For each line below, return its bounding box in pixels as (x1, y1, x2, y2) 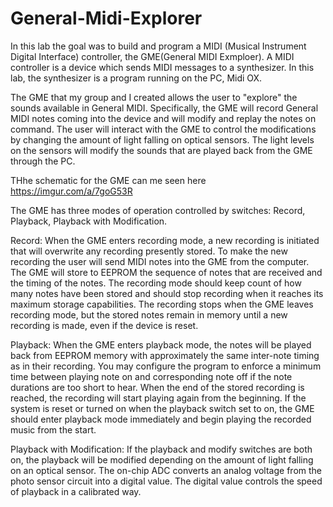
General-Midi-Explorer (10, 7, 203, 30)
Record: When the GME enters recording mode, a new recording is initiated (10, 234, 320, 246)
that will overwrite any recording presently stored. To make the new (10, 245, 288, 257)
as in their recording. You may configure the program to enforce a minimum (10, 360, 322, 372)
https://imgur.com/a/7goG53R (10, 185, 133, 197)
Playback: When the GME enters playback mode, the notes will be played (10, 338, 312, 351)
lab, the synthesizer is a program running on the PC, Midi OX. (10, 72, 263, 84)
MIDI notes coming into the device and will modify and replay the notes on (10, 112, 317, 124)
